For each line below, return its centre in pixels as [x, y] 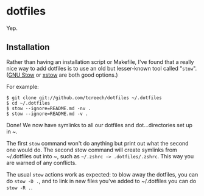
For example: [23, 86]
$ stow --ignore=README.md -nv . [49, 108]
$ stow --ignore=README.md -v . [47, 114]
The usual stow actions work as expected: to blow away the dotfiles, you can [102, 174]
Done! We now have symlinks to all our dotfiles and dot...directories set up [100, 125]
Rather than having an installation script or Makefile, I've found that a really [100, 61]
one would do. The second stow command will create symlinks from [92, 150]
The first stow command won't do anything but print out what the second [97, 143]
